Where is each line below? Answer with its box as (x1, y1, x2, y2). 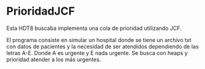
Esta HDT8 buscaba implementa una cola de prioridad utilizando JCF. (6, 24, 182, 32)
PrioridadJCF (6, 4, 75, 18)
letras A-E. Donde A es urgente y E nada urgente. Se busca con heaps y (6, 49, 188, 56)
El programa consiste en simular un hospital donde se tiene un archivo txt (6, 36, 192, 43)
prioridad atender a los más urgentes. (6, 56, 101, 63)
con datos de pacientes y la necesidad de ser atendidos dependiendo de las (6, 43, 199, 50)
